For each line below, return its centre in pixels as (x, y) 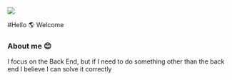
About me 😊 (30, 46)
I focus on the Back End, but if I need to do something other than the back (116, 61)
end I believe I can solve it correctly (60, 69)
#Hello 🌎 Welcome (36, 25)
